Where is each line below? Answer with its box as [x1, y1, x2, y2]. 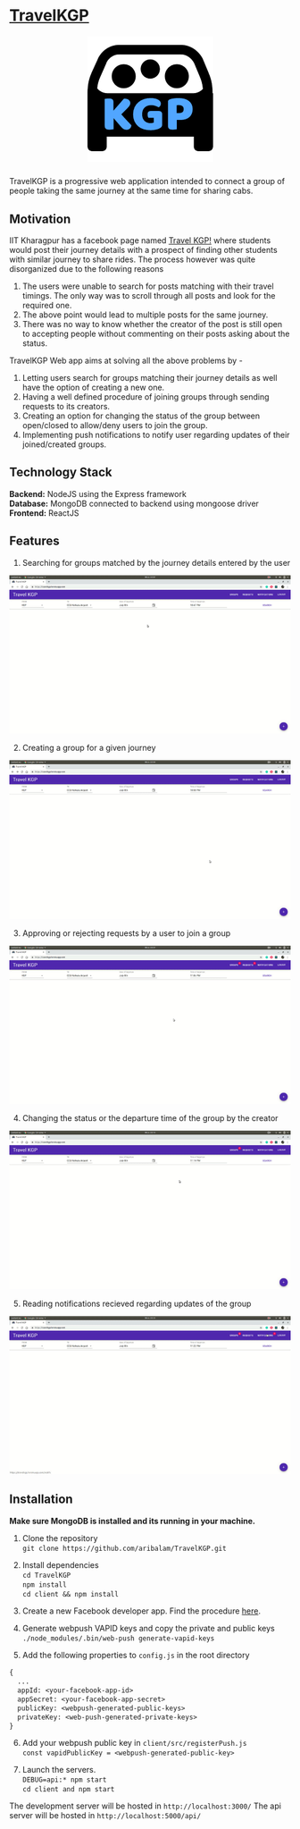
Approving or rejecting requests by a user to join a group [21, 927, 231, 939]
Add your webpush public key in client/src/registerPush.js [21, 1737, 247, 1748]
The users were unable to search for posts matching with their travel [21, 281, 274, 291]
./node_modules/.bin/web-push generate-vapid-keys [21, 1633, 215, 1643]
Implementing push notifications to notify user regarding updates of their [21, 429, 290, 440]
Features [9, 534, 60, 549]
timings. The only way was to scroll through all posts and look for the [21, 290, 276, 300]
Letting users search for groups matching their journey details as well [21, 372, 278, 383]
